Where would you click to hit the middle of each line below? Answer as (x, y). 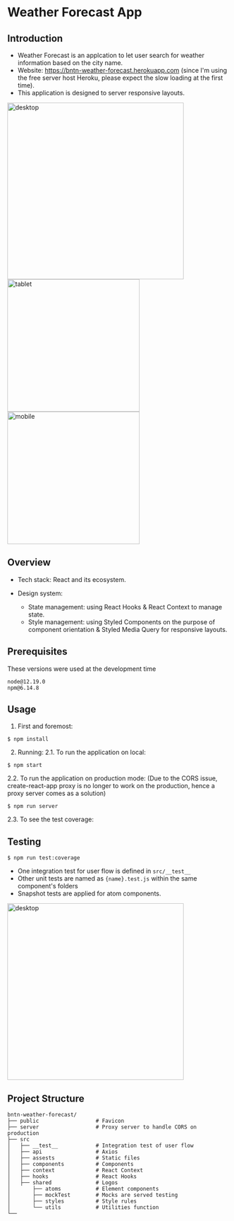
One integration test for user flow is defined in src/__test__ (104, 871)
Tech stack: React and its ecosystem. (72, 579)
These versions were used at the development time (82, 669)
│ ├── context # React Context (75, 1171)
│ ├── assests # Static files (74, 1158)
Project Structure (46, 1098)
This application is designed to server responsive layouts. (101, 93)
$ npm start (25, 766)
